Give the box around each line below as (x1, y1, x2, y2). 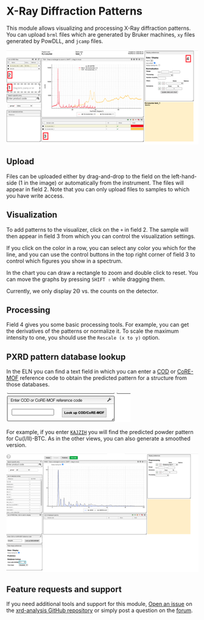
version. (6, 441, 27, 449)
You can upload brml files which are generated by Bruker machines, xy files (6, 30, 195, 38)
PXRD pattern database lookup (6, 352, 126, 362)
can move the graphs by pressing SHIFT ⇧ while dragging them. (6, 276, 166, 283)
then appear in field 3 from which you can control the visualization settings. (6, 232, 196, 240)
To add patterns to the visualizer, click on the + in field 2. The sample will (6, 226, 189, 233)
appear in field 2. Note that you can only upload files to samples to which (6, 185, 190, 193)
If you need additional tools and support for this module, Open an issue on (6, 600, 193, 608)
